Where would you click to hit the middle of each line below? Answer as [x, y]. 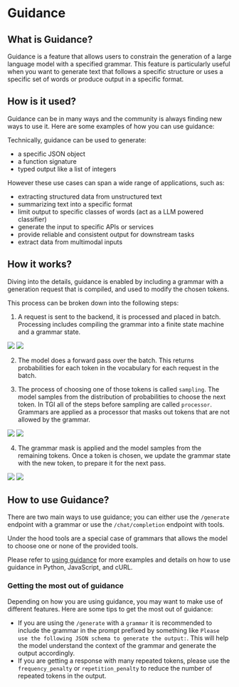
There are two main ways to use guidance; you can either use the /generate [118, 517]
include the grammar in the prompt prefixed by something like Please [118, 630]
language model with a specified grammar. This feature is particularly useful [119, 64]
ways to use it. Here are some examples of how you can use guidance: [111, 126]
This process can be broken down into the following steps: [93, 303]
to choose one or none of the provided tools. [73, 546]
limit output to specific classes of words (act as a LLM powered [111, 211]
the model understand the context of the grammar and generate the [117, 645]
